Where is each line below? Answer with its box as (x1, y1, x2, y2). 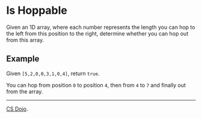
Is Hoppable (6, 4, 68, 17)
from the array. (6, 88, 43, 95)
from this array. (6, 36, 44, 43)
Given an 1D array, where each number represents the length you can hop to (6, 23, 195, 31)
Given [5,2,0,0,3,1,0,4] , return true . (6, 70, 100, 77)
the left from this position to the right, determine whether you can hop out (6, 29, 189, 37)
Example (6, 54, 40, 64)
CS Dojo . (6, 105, 28, 112)
